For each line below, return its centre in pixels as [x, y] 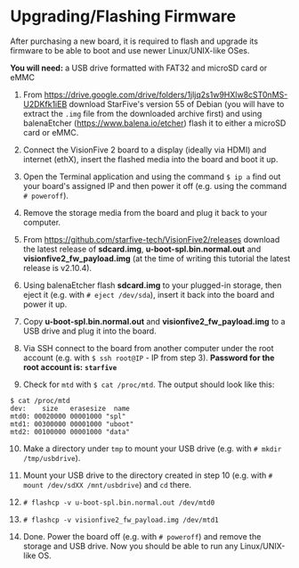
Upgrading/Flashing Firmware [123, 16]
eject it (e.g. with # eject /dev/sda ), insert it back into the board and [149, 294]
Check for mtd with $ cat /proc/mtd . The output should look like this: [149, 384]
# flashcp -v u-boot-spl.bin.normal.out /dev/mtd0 [119, 502]
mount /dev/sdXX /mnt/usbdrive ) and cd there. [107, 484]
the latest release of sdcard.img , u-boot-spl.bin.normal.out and [142, 249]
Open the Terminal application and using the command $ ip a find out [152, 177]
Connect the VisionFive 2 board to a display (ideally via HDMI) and [145, 150]
